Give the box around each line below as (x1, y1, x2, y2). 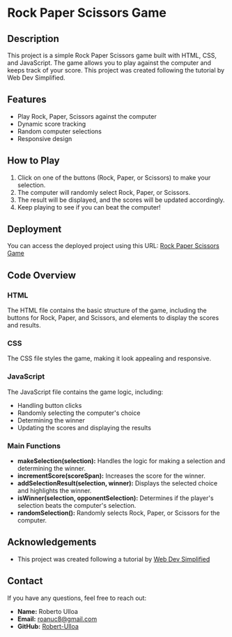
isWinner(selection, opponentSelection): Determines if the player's (17, 494, 214, 502)
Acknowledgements (7, 536, 97, 548)
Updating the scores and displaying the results (17, 423, 152, 432)
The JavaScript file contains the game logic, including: (7, 388, 164, 396)
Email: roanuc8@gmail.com (17, 615, 98, 623)
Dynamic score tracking (17, 119, 86, 128)
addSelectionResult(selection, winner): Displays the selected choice (17, 479, 218, 488)
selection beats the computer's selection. (17, 501, 137, 510)
